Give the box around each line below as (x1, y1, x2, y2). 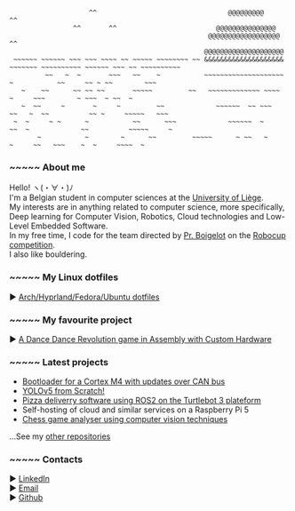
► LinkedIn (9, 474, 51, 484)
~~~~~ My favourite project (9, 314, 132, 326)
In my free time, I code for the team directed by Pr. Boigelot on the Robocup (9, 230, 286, 241)
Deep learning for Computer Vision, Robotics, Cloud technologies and (9, 212, 265, 222)
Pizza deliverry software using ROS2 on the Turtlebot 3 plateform (21, 395, 262, 406)
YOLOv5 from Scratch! (21, 386, 105, 396)
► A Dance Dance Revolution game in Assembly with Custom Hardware (9, 333, 273, 344)
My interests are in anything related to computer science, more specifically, (9, 202, 285, 212)
